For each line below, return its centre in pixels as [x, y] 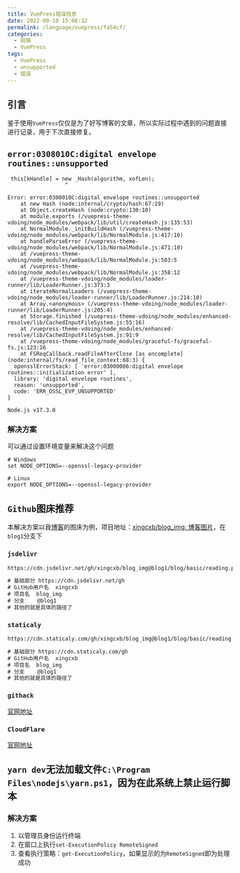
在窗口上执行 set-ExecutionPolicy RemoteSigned [88, 844]
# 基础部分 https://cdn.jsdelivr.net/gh [66, 581]
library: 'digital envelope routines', [73, 379]
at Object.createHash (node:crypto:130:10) [86, 210]
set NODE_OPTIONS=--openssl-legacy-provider [75, 466]
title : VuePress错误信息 [42, 14]
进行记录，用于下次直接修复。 [51, 132]
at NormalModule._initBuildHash [68, 229]
